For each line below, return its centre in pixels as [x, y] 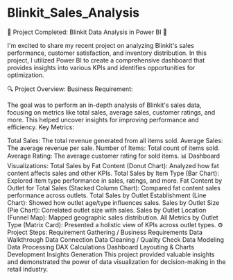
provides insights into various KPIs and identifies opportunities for [101, 67]
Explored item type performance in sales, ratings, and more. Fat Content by [115, 180]
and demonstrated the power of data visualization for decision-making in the [116, 261]
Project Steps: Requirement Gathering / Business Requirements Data [105, 232]
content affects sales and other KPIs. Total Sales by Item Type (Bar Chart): [113, 173]
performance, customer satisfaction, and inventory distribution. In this [107, 53]
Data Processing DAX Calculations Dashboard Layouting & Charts [101, 247]
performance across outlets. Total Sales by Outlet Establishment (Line [107, 195]
